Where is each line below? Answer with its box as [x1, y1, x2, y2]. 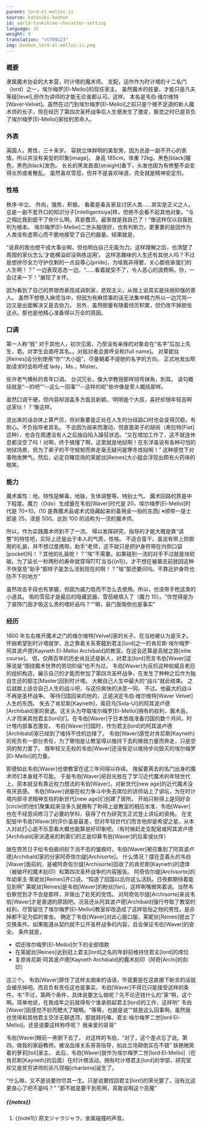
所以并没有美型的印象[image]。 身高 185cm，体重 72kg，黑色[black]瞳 [16, 154, 191, 162]
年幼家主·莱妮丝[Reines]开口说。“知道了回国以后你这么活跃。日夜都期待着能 [6, 875, 194, 882]
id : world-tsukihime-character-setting [6, 20, 106, 26]
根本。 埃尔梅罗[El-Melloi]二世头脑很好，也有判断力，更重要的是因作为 [16, 223, 191, 230]
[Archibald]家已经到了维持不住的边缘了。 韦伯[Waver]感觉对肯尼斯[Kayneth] [6, 730, 195, 737]
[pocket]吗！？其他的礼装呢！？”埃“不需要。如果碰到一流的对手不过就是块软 [6, 551, 195, 558]
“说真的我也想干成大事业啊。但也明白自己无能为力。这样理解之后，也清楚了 [6, 243, 194, 251]
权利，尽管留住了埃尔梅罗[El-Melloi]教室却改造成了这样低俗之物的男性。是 [6, 905, 190, 912]
